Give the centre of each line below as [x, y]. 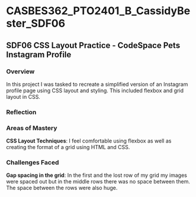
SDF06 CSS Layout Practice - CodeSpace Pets [93, 45]
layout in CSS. [23, 96]
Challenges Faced [33, 163]
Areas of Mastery [32, 128]
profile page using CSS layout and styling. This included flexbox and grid [95, 91]
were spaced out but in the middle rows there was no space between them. [98, 182]
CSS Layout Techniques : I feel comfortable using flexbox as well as [89, 141]
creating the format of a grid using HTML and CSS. [68, 147]
